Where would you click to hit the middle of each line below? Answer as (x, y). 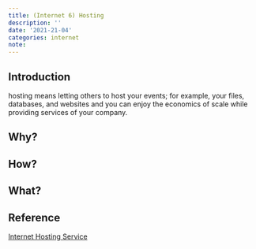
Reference (34, 217)
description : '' (35, 23)
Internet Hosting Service (48, 236)
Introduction (40, 77)
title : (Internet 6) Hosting (56, 15)
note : (17, 45)
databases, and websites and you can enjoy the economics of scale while (128, 104)
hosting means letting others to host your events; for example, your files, (126, 95)
